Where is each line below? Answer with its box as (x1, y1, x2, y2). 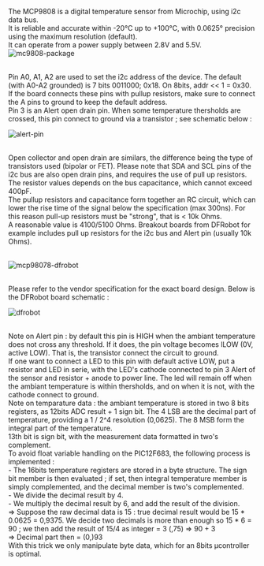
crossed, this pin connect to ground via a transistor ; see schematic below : (8, 114, 252, 123)
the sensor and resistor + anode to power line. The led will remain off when (8, 374, 252, 382)
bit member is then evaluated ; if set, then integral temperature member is (8, 474, 247, 483)
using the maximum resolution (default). (8, 32, 138, 41)
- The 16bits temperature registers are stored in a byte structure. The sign (8, 465, 247, 475)
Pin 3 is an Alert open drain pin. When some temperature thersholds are (8, 106, 242, 115)
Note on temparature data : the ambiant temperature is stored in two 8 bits (8, 398, 250, 408)
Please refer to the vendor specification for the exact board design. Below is (8, 284, 255, 293)
